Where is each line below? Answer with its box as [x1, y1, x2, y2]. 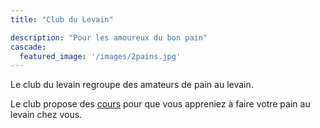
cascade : [10, 42, 47, 52]
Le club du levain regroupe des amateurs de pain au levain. [10, 79, 254, 91]
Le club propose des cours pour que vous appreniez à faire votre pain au [10, 98, 311, 110]
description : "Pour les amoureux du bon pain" [10, 32, 208, 43]
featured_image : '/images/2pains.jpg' [19, 51, 182, 61]
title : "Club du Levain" [10, 14, 114, 25]
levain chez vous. [10, 109, 83, 121]
